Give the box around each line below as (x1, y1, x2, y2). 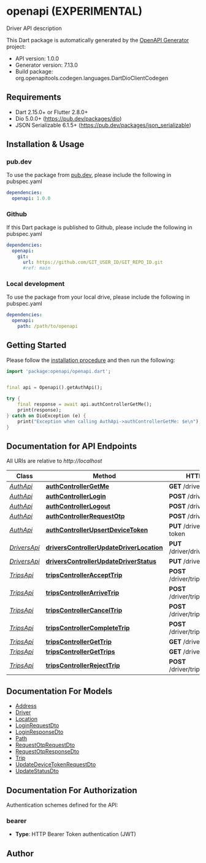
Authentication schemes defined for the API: (6, 801, 118, 809)
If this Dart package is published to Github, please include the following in (6, 224, 193, 231)
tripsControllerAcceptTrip (45, 571, 123, 579)
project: (6, 43, 26, 50)
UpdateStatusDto (15, 767, 59, 775)
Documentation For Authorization (6, 785, 137, 796)
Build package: (15, 67, 53, 75)
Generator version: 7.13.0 (15, 61, 78, 69)
